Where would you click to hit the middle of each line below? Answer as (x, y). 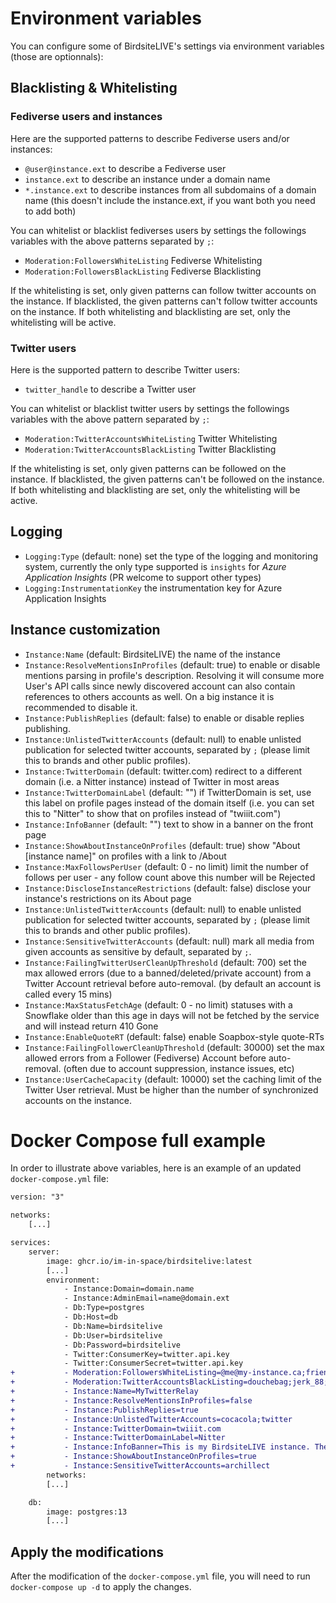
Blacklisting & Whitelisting (94, 88)
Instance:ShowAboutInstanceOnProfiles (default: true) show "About (162, 845)
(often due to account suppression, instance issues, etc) (179, 1068)
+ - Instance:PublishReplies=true (104, 1410)
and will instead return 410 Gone (91, 1026)
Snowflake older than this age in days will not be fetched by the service (172, 1015)
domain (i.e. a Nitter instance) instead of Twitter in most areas (152, 781)
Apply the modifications (87, 1552)
